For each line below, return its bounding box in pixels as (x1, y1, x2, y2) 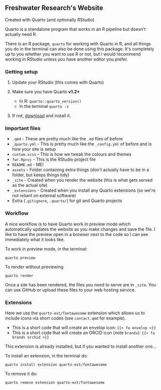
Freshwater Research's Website (5, 4, 103, 12)
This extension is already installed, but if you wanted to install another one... (5, 343, 157, 349)
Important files (5, 125, 41, 132)
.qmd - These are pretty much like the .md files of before (12, 136, 123, 142)
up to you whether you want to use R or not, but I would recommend (5, 51, 141, 57)
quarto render (5, 273, 34, 278)
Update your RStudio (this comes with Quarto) (12, 80, 104, 85)
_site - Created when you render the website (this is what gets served (12, 177, 153, 183)
